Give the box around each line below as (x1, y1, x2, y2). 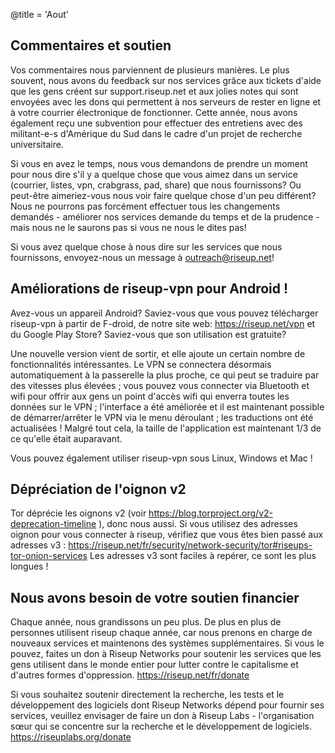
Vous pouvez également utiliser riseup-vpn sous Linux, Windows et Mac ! (10, 452, 313, 464)
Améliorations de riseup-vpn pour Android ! (10, 280, 289, 298)
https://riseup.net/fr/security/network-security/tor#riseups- (68, 539, 313, 551)
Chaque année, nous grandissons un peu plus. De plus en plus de (10, 616, 282, 628)
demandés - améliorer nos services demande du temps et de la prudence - (10, 210, 320, 223)
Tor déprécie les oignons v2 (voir (10, 507, 147, 519)
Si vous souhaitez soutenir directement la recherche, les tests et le (10, 689, 285, 701)
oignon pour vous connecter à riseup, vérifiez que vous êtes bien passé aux (10, 529, 324, 541)
